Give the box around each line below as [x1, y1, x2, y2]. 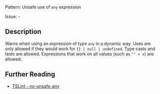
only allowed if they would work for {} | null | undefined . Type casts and [5, 46, 156, 52]
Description [5, 28, 41, 36]
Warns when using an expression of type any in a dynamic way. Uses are [5, 40, 151, 46]
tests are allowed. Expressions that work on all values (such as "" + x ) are [5, 51, 154, 56]
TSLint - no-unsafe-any [12, 83, 60, 89]
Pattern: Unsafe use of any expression [5, 4, 81, 10]
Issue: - [5, 14, 20, 19]
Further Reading [5, 70, 55, 78]
